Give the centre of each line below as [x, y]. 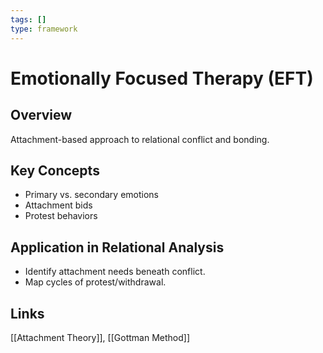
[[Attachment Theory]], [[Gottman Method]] [100, 337]
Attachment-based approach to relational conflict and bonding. [140, 139]
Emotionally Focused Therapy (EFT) [162, 78]
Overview [41, 115]
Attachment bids [58, 205]
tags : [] [28, 19]
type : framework [44, 29]
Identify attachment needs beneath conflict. [115, 272]
